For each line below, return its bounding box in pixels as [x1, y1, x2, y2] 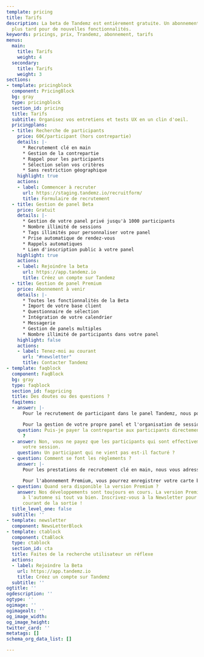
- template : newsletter [6, 517, 67, 523]
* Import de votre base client [22, 303, 102, 309]
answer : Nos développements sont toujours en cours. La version [17, 489, 183, 495]
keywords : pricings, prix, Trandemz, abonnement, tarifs [6, 32, 154, 38]
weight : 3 [17, 71, 42, 77]
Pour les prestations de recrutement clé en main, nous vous [22, 467, 181, 473]
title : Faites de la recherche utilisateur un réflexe [12, 551, 154, 557]
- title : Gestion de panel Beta [12, 201, 94, 207]
